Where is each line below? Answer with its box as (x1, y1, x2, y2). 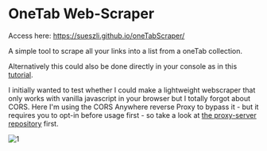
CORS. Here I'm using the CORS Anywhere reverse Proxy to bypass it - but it (8, 102, 259, 111)
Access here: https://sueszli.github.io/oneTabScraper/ (8, 31, 185, 40)
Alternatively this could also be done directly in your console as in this (8, 61, 238, 71)
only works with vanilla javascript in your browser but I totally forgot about (8, 93, 251, 103)
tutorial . (8, 70, 33, 79)
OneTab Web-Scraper (8, 5, 155, 23)
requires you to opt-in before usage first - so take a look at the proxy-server (8, 110, 257, 119)
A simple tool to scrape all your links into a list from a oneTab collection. (8, 46, 243, 55)
